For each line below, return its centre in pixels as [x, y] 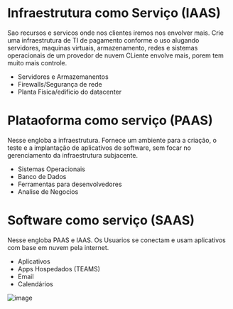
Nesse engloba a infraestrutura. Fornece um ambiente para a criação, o [112, 140]
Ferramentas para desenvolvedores [70, 184]
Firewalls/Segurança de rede [60, 84]
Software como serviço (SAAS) [101, 221]
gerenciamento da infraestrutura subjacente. [73, 155]
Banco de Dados [42, 176]
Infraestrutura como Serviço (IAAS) [114, 13]
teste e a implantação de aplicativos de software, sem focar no [99, 148]
